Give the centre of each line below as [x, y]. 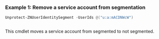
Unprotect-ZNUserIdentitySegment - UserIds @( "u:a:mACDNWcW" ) [69, 18]
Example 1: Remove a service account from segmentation [75, 7]
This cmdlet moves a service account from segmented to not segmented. [80, 32]
